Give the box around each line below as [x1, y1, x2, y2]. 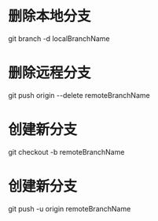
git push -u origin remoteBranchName [8, 204, 131, 213]
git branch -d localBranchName [8, 33, 110, 43]
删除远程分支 [8, 64, 92, 82]
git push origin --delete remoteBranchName [8, 90, 151, 99]
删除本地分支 [8, 7, 92, 25]
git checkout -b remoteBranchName [8, 147, 125, 156]
